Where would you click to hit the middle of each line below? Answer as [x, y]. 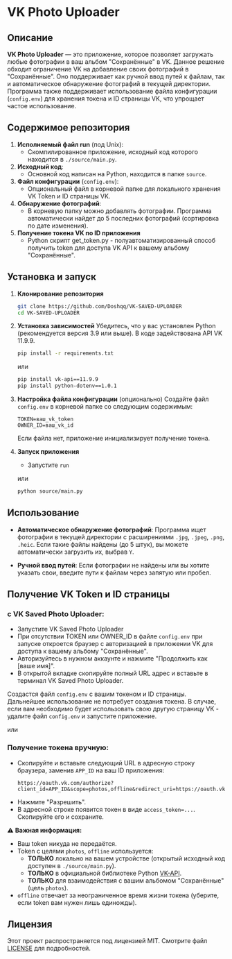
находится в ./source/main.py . [72, 159]
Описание [30, 38]
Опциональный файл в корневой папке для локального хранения [124, 189]
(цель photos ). [48, 888]
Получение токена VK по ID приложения [79, 232]
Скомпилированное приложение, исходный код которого [113, 152]
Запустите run [48, 465]
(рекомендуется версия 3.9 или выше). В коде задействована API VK [120, 333]
